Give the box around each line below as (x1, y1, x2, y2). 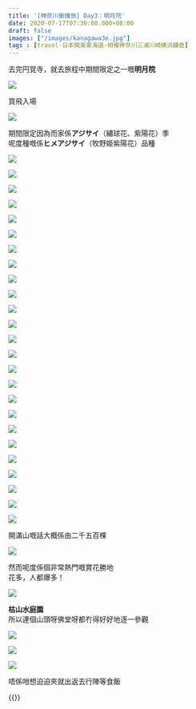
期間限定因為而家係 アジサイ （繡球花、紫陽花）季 (8, 129, 170, 138)
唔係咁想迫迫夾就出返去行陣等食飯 (8, 677, 121, 687)
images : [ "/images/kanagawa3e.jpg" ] (8, 34, 130, 42)
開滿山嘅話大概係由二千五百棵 (8, 531, 106, 540)
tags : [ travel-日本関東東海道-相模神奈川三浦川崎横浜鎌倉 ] (8, 42, 189, 50)
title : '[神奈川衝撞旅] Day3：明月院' (8, 11, 126, 20)
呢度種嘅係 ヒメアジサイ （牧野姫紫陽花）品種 (8, 138, 156, 148)
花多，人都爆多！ (8, 573, 65, 583)
